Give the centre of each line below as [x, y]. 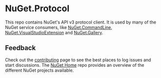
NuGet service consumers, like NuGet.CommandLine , [59, 27]
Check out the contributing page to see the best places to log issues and [78, 60]
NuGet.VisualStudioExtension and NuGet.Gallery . [54, 32]
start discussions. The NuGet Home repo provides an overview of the [75, 65]
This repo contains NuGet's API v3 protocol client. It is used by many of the [81, 22]
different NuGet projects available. [40, 70]
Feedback [20, 48]
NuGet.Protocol [37, 9]
